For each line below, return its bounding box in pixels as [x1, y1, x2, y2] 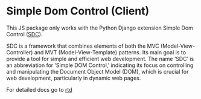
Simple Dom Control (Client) [6, 4, 150, 18]
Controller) [6, 48, 33, 56]
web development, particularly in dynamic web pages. [6, 74, 141, 81]
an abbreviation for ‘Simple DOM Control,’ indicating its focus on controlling [6, 62, 194, 69]
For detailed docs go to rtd [6, 86, 72, 93]
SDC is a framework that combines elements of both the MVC [6, 42, 160, 49]
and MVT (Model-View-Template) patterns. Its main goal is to [34, 48, 186, 56]
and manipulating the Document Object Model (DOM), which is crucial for [6, 68, 189, 75]
